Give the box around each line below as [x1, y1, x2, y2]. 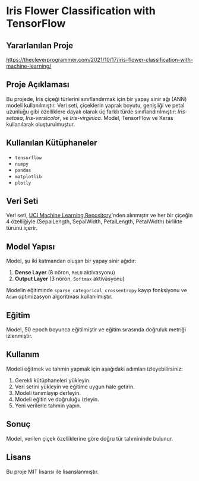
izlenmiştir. [6, 333, 33, 340]
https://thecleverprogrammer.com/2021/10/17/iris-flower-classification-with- [6, 56, 193, 63]
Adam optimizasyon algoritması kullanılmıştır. [6, 293, 113, 300]
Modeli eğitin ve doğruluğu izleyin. [14, 395, 99, 403]
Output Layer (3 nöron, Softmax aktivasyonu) [14, 275, 125, 283]
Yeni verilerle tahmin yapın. [14, 402, 81, 409]
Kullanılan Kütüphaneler [6, 138, 97, 148]
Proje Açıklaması [6, 80, 70, 90]
